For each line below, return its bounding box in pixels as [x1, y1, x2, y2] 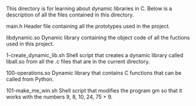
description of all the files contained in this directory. [6, 11, 135, 18]
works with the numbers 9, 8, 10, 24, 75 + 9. [6, 94, 113, 100]
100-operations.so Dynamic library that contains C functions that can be [6, 69, 182, 76]
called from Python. [6, 76, 54, 82]
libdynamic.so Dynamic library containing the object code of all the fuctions [6, 34, 190, 41]
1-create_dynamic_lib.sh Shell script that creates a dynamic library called [6, 52, 184, 58]
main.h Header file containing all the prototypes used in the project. [6, 23, 170, 29]
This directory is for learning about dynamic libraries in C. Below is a [6, 5, 172, 12]
